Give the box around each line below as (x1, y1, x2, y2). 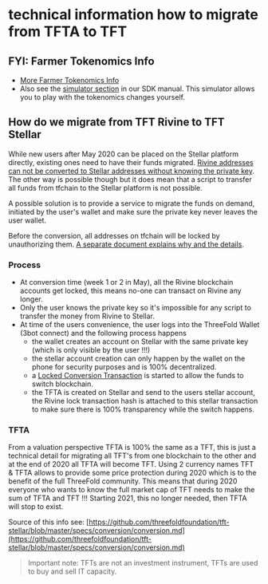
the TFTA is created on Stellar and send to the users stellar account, (31, 388, 255, 397)
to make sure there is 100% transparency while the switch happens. (31, 404, 255, 414)
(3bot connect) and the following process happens (19, 329, 187, 338)
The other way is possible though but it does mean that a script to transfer (8, 174, 253, 184)
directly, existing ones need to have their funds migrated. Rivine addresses (8, 157, 254, 167)
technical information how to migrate (8, 6, 259, 24)
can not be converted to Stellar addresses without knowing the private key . (8, 166, 255, 176)
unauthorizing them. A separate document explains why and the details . (8, 239, 245, 249)
